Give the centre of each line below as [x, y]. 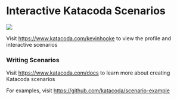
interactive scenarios [32, 44]
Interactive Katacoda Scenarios [86, 11]
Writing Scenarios [33, 60]
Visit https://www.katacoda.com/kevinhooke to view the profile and [89, 38]
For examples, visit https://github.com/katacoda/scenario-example [88, 91]
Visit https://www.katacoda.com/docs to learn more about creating [88, 73]
